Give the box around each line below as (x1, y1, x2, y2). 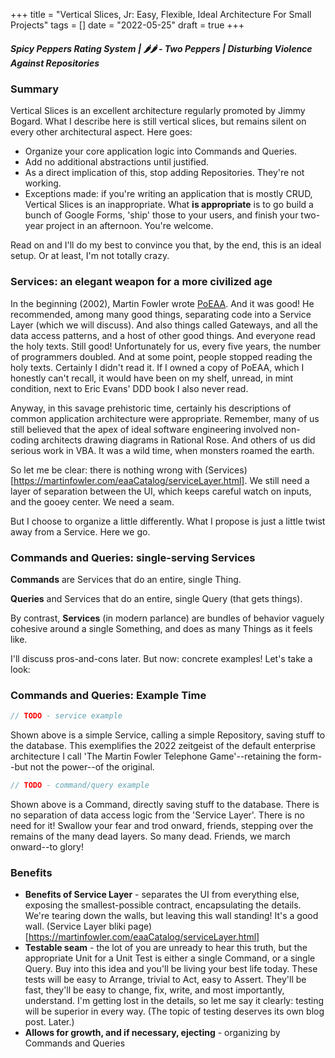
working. (24, 177, 62, 189)
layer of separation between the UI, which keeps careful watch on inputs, (10, 485, 312, 497)
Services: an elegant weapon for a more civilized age (10, 275, 273, 289)
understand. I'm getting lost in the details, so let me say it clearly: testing (24, 995, 325, 1007)
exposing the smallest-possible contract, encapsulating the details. (24, 899, 302, 911)
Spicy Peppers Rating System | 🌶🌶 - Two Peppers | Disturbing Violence (10, 42, 313, 54)
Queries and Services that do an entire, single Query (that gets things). (10, 592, 303, 604)
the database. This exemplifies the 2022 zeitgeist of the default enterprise (10, 740, 316, 752)
